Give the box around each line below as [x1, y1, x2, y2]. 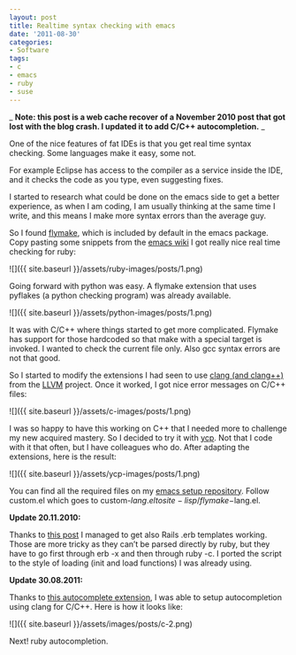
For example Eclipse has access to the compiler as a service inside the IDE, [9, 165, 284, 175]
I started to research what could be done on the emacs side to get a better [9, 191, 280, 202]
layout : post [9, 12, 57, 22]
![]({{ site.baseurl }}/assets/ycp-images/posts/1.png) [9, 468, 201, 479]
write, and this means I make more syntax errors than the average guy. [9, 210, 267, 221]
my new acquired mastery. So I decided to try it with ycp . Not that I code [9, 432, 273, 443]
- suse [9, 87, 34, 96]
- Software [9, 46, 49, 55]
